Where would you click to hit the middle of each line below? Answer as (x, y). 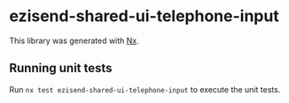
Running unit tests (61, 68)
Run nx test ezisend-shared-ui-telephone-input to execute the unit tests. (145, 89)
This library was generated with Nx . (74, 40)
